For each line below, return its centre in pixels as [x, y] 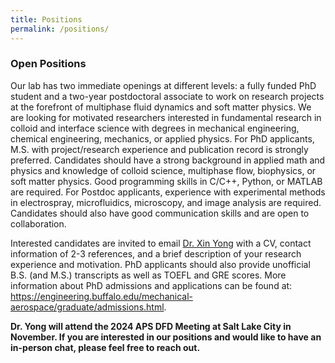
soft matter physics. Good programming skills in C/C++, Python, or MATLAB [166, 181]
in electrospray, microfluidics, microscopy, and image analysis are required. [166, 202]
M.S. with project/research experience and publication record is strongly [159, 149]
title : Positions [46, 19]
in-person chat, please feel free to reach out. [105, 347]
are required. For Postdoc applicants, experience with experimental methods [168, 192]
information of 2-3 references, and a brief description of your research [156, 253]
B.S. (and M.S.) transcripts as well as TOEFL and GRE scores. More [148, 275]
